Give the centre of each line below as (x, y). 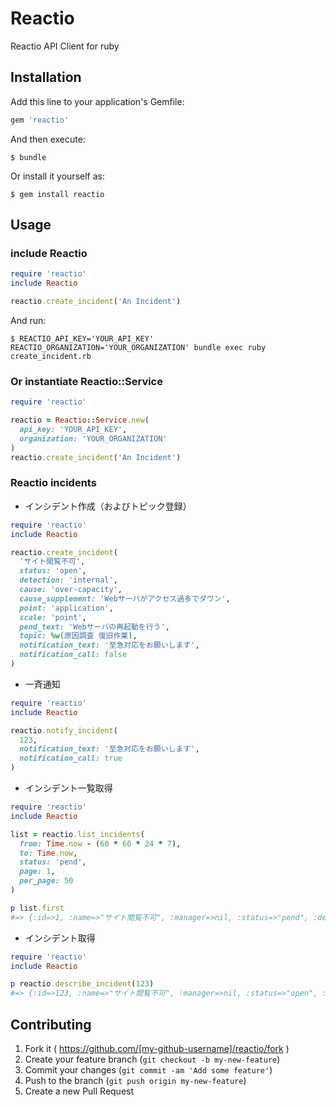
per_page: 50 (46, 881)
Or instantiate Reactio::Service (86, 381)
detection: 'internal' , (68, 580)
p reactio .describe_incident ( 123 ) (82, 984)
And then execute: (48, 139)
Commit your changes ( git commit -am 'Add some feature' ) (148, 1069)
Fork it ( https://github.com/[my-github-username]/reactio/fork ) (157, 1048)
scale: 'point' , (53, 617)
